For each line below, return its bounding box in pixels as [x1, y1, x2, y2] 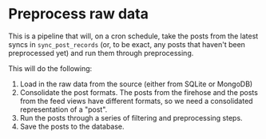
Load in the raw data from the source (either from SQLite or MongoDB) [19, 79, 253, 89]
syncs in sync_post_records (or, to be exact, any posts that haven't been [8, 39, 246, 49]
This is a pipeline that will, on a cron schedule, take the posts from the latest [8, 31, 259, 41]
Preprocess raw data [8, 5, 149, 23]
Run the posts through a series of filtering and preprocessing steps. [19, 113, 243, 122]
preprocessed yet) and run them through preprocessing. [8, 48, 194, 58]
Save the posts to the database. [19, 121, 125, 131]
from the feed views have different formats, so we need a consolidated [19, 96, 253, 105]
